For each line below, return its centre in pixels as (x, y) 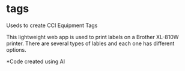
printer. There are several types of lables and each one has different (90, 43)
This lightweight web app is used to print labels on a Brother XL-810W (92, 37)
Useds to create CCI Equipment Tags (52, 25)
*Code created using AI (35, 61)
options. (17, 49)
